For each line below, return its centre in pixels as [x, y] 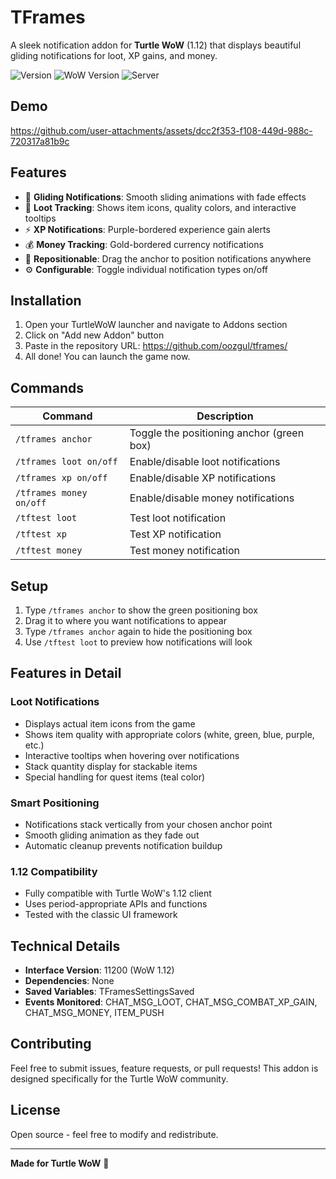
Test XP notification [175, 534]
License [35, 1110]
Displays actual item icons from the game [110, 723]
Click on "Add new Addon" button [94, 335]
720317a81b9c [40, 141]
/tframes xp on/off [61, 478]
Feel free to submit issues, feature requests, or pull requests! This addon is [164, 1068]
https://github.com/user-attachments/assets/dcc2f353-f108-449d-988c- [161, 130]
